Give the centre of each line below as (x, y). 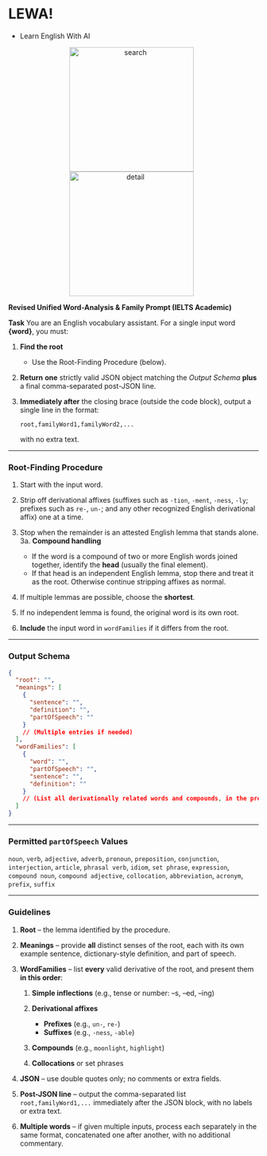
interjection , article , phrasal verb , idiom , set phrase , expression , (119, 867)
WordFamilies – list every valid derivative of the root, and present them (137, 969)
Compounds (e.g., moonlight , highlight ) (98, 1048)
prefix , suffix (32, 884)
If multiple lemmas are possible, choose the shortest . (107, 598)
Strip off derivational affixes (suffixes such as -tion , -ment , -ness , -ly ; (134, 500)
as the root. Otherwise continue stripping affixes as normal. (129, 582)
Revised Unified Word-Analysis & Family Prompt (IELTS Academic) (120, 307)
